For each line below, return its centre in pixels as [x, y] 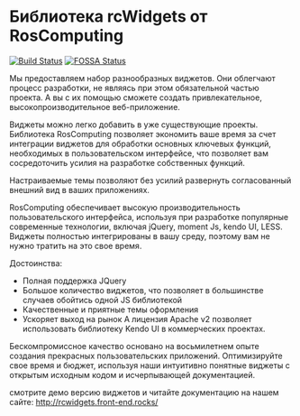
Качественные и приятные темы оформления [110, 310]
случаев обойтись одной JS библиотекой [102, 300]
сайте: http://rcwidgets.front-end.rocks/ [84, 402]
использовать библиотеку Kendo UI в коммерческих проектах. [144, 328]
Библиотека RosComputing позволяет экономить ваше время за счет [143, 134]
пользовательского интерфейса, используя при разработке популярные [149, 217]
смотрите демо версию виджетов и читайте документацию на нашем [144, 392]
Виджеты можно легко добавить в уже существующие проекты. [134, 125]
